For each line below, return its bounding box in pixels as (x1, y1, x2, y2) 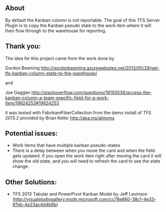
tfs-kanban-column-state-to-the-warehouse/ (5, 70, 98, 76)
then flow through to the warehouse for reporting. (5, 27, 107, 34)
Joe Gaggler (5, 89, 31, 95)
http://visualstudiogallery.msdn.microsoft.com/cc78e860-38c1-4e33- (14, 196, 157, 203)
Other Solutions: (5, 178, 57, 186)
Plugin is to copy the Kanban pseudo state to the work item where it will (5, 22, 152, 28)
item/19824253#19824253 (5, 100, 59, 106)
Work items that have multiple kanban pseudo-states (12, 142, 120, 148)
